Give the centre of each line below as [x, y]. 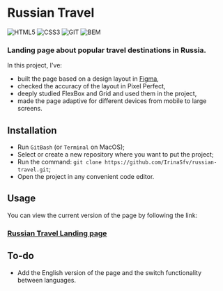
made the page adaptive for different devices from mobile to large [112, 101]
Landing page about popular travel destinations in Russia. [107, 50]
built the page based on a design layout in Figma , [88, 79]
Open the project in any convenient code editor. [86, 177]
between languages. [47, 280]
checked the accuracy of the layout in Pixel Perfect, [91, 86]
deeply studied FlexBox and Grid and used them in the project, [107, 94]
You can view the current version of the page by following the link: [102, 215]
